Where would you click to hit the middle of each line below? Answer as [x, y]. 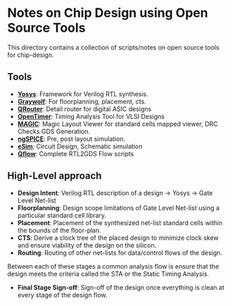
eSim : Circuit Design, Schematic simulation [80, 146]
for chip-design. [31, 55]
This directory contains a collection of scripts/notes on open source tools [114, 47]
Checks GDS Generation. [53, 131]
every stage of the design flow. [62, 295]
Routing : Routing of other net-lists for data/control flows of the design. [120, 253]
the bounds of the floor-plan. [59, 230]
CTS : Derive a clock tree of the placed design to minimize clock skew [118, 238]
